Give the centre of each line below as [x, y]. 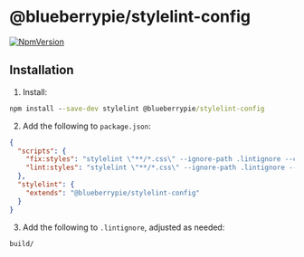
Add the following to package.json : [86, 126]
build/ [22, 243]
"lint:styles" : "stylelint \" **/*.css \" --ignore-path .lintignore [155, 168]
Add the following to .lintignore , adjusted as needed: [123, 227]
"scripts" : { [42, 151]
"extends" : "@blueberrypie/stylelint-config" [113, 193]
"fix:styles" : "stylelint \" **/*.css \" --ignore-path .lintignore [153, 159]
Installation [42, 70]
